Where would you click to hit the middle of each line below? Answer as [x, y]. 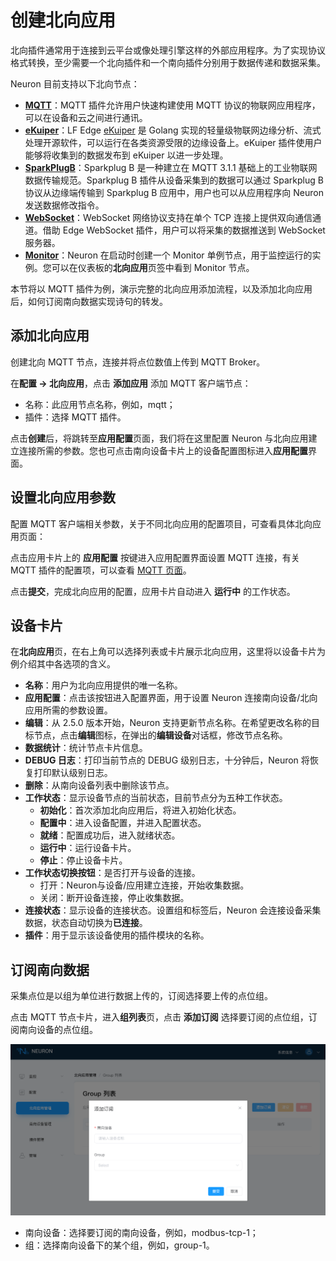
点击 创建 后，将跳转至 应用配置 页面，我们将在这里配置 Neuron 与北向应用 [159, 438]
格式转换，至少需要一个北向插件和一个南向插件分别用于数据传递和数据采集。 [168, 62]
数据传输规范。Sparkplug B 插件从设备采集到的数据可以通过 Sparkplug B [174, 180]
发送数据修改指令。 [64, 205]
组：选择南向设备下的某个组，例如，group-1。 [119, 1245]
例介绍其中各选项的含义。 [63, 664]
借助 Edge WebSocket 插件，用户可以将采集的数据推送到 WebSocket [184, 230]
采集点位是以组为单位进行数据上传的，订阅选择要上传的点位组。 [141, 996]
